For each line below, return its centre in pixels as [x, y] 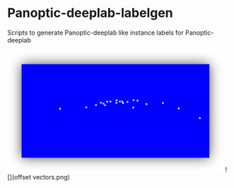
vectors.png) [52, 177]
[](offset [19, 177]
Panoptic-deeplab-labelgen [90, 13]
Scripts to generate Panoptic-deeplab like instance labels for [95, 33]
